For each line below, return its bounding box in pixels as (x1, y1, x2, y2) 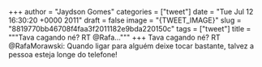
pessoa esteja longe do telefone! (8, 50, 118, 59)
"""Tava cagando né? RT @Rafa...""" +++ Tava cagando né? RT (8, 32, 221, 42)
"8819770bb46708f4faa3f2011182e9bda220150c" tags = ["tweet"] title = (8, 24, 251, 33)
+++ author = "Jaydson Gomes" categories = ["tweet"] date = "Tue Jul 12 (8, 7, 254, 16)
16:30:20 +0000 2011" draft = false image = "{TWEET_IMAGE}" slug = (8, 15, 242, 25)
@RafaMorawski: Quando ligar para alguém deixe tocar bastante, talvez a (8, 41, 254, 51)
